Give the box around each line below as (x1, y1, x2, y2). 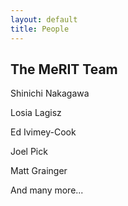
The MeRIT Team (10, 61, 118, 78)
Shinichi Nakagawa (10, 87, 90, 100)
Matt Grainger (10, 165, 68, 177)
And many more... (10, 184, 84, 196)
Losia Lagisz (10, 107, 62, 119)
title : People (10, 24, 70, 34)
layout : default (10, 14, 78, 25)
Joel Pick (10, 146, 48, 158)
